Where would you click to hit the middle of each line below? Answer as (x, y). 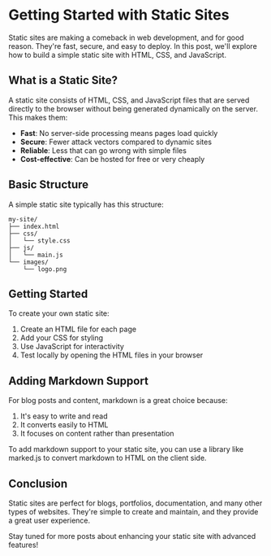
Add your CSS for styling (62, 338)
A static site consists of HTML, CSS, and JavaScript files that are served (129, 100)
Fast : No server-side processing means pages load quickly (119, 133)
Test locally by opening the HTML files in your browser (112, 355)
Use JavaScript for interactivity (72, 347)
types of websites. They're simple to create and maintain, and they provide (133, 512)
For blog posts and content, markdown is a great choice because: (118, 401)
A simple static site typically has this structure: (86, 204)
